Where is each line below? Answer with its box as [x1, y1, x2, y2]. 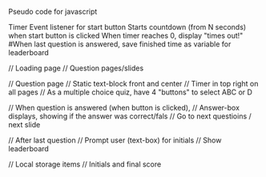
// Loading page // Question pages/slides [8, 63, 144, 73]
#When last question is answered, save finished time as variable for [8, 39, 232, 49]
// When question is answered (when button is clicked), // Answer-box [8, 103, 240, 112]
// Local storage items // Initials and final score [8, 159, 162, 169]
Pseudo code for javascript [8, 7, 98, 16]
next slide [8, 120, 41, 129]
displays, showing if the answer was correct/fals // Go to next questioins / [8, 111, 252, 121]
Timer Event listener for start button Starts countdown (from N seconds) [8, 22, 247, 31]
